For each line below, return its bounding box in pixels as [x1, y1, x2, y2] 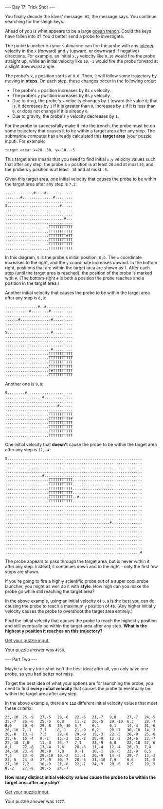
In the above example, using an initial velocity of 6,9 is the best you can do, [5, 598, 156, 604]
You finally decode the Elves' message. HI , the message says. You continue [5, 14, 157, 19]
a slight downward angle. [5, 63, 55, 69]
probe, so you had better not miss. [5, 671, 74, 677]
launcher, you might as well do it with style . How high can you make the [5, 584, 149, 589]
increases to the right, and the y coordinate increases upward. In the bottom [5, 260, 157, 265]
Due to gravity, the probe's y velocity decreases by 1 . [12, 113, 119, 119]
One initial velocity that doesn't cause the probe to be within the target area [5, 441, 157, 447]
